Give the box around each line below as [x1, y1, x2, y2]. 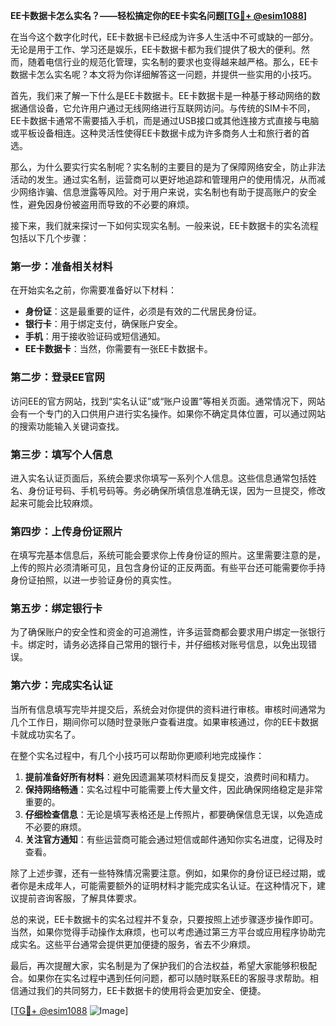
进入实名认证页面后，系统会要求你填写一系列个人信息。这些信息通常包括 [10, 472, 308, 484]
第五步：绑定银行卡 [10, 602, 103, 616]
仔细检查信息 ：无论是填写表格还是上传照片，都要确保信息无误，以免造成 [24, 808, 323, 820]
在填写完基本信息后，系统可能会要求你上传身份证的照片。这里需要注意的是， [10, 549, 326, 561]
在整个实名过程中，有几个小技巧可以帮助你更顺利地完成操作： [10, 749, 265, 761]
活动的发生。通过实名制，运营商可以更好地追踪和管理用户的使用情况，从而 [10, 174, 317, 185]
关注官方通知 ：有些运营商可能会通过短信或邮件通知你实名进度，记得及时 [24, 833, 323, 845]
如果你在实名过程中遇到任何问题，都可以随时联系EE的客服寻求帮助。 [27, 972, 310, 984]
